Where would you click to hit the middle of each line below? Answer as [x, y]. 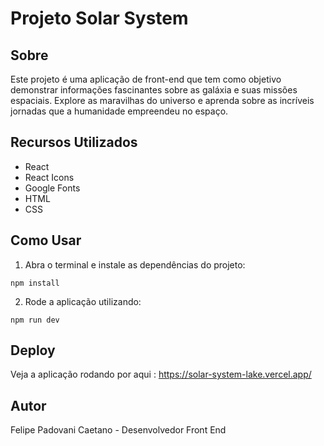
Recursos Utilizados [74, 142]
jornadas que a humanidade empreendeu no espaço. [119, 111]
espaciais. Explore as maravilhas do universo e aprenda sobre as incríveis [162, 100]
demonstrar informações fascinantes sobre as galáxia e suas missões [154, 90]
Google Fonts [52, 188]
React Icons [49, 177]
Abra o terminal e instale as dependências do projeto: [135, 264]
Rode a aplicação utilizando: [83, 301]
